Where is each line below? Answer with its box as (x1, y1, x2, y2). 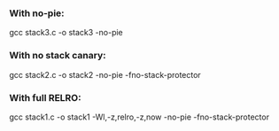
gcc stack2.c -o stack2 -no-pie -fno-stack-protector (9, 69, 201, 80)
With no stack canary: (9, 50, 106, 62)
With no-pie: (9, 7, 65, 19)
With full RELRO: (9, 91, 81, 104)
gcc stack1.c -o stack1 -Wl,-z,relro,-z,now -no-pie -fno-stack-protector (9, 112, 270, 122)
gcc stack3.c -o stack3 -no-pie (9, 27, 124, 38)
